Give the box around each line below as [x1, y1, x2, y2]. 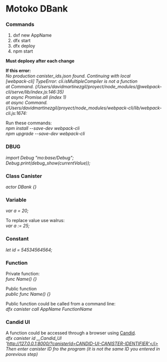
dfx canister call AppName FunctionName [5, 306, 92, 312]
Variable [5, 197, 26, 203]
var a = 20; [5, 208, 29, 214]
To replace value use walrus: [5, 218, 65, 224]
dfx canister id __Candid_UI [5, 335, 62, 341]
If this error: [5, 68, 31, 74]
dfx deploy [12, 43, 35, 49]
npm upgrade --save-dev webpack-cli [5, 131, 85, 137]
